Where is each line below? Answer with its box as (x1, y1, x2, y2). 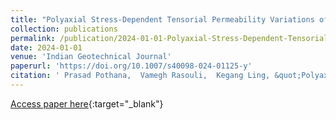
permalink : (10, 33, 56, 43)
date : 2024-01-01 (10, 42, 83, 53)
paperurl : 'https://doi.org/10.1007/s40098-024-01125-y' (10, 61, 253, 71)
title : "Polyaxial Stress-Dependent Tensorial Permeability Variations (10, 14, 315, 25)
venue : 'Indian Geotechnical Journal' (10, 52, 172, 62)
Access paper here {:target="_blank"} (10, 97, 164, 110)
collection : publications (10, 24, 118, 34)
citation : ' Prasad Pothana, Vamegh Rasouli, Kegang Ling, (10, 71, 271, 81)
